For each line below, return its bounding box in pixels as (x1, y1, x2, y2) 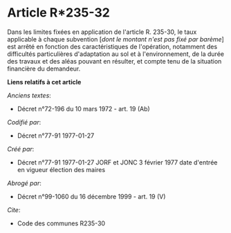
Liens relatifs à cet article (7, 77, 82, 86)
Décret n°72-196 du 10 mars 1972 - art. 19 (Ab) (17, 104, 150, 113)
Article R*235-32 (7, 5, 111, 21)
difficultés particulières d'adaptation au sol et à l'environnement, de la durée (7, 50, 225, 58)
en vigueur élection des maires (17, 165, 106, 174)
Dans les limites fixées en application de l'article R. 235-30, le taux (7, 28, 197, 36)
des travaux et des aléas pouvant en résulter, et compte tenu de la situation (7, 57, 222, 65)
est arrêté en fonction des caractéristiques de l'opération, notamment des (7, 42, 218, 50)
